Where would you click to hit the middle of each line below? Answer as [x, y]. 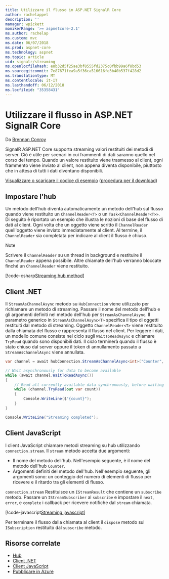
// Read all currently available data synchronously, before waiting [89, 385]
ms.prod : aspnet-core [28, 48]
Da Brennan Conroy [26, 140]
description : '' [22, 19]
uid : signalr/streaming [30, 62]
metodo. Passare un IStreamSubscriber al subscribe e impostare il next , [80, 497]
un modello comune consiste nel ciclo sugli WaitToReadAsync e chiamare [80, 336]
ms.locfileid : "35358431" [32, 90]
